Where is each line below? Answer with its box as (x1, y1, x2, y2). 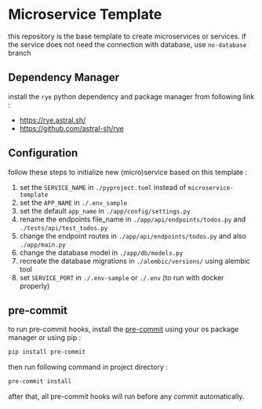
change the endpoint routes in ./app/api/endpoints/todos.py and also (19, 231, 247, 240)
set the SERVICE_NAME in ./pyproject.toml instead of (19, 182, 187, 192)
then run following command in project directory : (8, 363, 169, 372)
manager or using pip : (8, 333, 82, 342)
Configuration (8, 147, 78, 160)
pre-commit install (8, 378, 72, 385)
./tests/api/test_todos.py (19, 224, 108, 232)
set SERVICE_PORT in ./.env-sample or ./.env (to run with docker (19, 272, 224, 282)
